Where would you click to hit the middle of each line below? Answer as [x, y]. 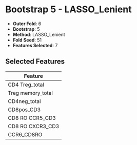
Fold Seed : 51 [27, 40]
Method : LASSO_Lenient [39, 34]
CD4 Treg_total [26, 85]
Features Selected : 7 [35, 45]
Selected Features [35, 62]
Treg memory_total [30, 93]
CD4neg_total [24, 101]
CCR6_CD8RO [25, 134]
